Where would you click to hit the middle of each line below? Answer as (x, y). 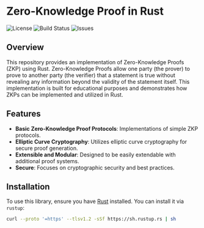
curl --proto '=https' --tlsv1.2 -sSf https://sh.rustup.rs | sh (91, 219)
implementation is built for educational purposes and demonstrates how (97, 88)
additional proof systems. (47, 161)
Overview (25, 47)
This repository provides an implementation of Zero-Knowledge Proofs (95, 62)
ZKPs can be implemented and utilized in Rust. (65, 94)
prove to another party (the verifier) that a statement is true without (91, 75)
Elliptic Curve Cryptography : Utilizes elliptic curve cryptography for (101, 141)
